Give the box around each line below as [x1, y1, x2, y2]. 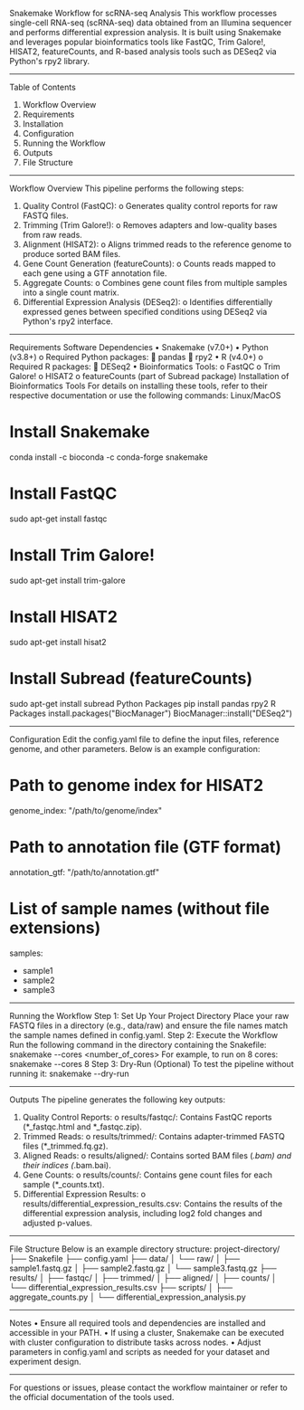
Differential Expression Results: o [22, 1188, 147, 1199]
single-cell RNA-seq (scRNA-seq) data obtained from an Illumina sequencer [9, 17, 292, 28]
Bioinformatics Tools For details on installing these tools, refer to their [9, 380, 269, 391]
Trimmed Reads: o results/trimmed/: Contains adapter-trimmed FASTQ [22, 1130, 285, 1141]
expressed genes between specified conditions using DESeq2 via [22, 307, 268, 317]
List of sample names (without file [9, 898, 270, 919]
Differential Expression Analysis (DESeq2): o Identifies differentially [22, 297, 273, 307]
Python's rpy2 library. [9, 56, 90, 66]
